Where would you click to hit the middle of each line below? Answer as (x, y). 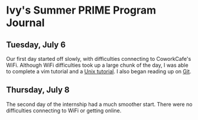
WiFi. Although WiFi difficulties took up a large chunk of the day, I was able (97, 65)
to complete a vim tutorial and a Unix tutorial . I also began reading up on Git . (99, 71)
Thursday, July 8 (38, 90)
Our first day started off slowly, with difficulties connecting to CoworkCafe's (99, 59)
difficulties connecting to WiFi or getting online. (64, 111)
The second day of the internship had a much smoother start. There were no (99, 104)
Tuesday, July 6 (36, 45)
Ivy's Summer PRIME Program (81, 10)
